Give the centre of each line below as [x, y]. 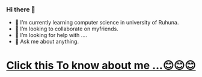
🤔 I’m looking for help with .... [51, 35]
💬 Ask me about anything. [47, 42]
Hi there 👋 [21, 10]
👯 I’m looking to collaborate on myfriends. [66, 29]
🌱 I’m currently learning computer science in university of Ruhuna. [97, 23]
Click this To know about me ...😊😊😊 [101, 66]
